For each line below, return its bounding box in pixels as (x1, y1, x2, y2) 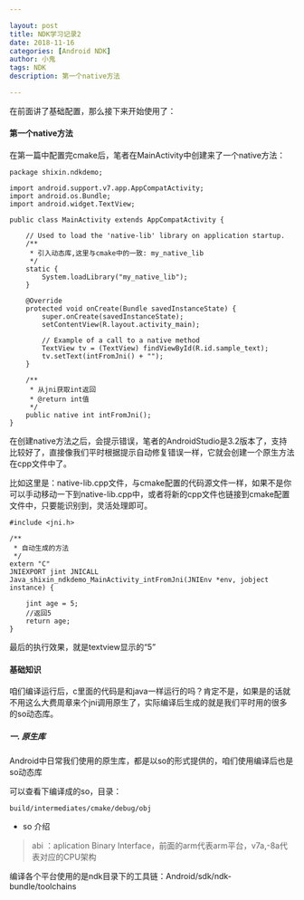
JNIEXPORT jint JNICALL (9, 568, 100, 577)
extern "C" (9, 560, 51, 569)
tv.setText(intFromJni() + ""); (42, 352, 165, 361)
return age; (25, 617, 71, 626)
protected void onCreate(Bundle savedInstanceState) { (25, 304, 237, 313)
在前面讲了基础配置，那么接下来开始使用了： (9, 105, 176, 116)
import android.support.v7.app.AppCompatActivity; (9, 184, 204, 193)
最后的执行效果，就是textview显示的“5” (9, 642, 157, 653)
